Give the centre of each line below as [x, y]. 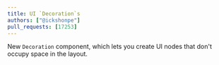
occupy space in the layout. [48, 54]
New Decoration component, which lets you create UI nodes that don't [109, 47]
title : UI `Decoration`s [44, 14]
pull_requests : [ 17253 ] [42, 27]
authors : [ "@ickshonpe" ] [44, 20]
